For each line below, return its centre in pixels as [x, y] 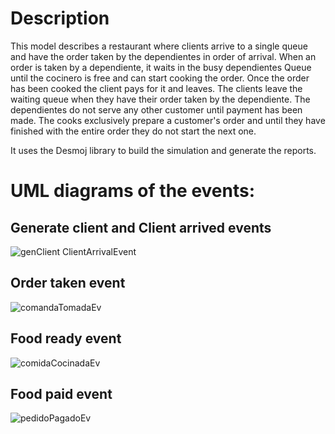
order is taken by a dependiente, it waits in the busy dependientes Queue [161, 67]
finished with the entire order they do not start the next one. [133, 131]
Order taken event [68, 283]
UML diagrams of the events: [133, 191]
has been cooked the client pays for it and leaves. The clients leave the [156, 88]
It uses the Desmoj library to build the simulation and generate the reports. [163, 150]
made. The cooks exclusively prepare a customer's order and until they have [168, 120]
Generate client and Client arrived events [141, 227]
